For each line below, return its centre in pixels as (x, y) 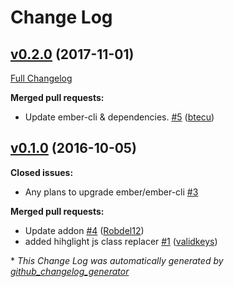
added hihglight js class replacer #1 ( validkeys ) (121, 241)
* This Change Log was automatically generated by (117, 260)
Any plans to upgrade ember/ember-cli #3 (111, 192)
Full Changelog (41, 78)
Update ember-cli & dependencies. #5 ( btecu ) (119, 117)
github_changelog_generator (70, 271)
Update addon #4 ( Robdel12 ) (84, 230)
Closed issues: (42, 172)
